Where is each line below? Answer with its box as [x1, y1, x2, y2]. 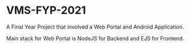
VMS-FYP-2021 [6, 4, 86, 17]
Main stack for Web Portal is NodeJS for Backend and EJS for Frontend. [6, 35, 185, 42]
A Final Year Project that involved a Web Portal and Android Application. [6, 23, 185, 30]
